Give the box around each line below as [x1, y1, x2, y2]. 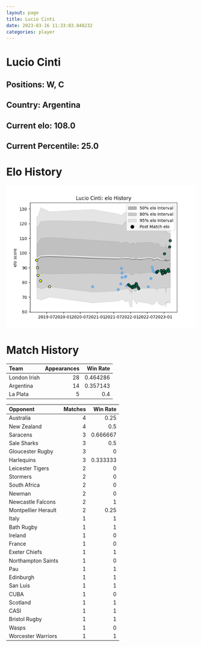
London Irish [8, 374, 40, 381]
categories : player [6, 29, 55, 35]
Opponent [8, 406, 35, 413]
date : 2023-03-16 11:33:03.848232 [6, 22, 93, 28]
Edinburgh [8, 573, 35, 581]
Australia [8, 414, 31, 421]
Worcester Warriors [8, 632, 57, 639]
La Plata [8, 391, 29, 398]
